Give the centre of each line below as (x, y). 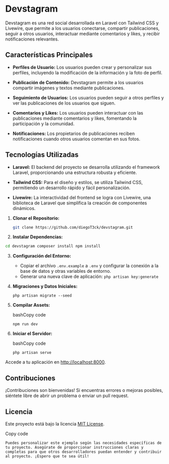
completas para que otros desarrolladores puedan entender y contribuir (83, 452)
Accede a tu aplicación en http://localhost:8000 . (56, 362)
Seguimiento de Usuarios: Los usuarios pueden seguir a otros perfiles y (88, 97)
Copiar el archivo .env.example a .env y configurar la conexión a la (89, 266)
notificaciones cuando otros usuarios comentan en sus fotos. (76, 139)
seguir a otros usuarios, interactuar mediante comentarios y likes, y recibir (83, 33)
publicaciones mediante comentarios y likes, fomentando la (75, 118)
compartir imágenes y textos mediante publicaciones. (69, 88)
